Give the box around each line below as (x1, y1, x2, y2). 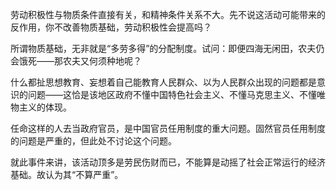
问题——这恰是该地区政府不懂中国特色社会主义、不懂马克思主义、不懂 (27, 89, 317, 100)
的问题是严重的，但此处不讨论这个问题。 (10, 135, 177, 147)
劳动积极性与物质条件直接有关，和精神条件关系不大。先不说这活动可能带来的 (10, 9, 326, 20)
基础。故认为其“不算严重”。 (10, 169, 124, 180)
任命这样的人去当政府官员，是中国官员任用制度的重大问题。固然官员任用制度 (10, 123, 326, 134)
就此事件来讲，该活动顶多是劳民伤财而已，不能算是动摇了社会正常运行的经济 (10, 156, 326, 168)
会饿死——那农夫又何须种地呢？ (10, 55, 142, 67)
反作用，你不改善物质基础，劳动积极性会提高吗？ (10, 21, 212, 33)
